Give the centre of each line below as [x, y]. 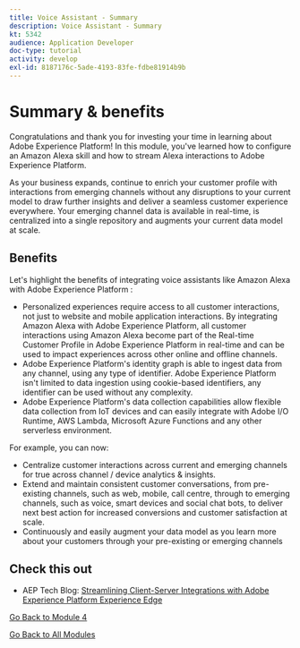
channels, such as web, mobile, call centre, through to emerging [172, 493]
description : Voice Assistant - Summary [86, 26]
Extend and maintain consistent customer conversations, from [137, 483]
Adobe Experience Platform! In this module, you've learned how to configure [150, 146]
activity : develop [43, 59]
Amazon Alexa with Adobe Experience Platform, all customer [134, 325]
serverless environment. [67, 430]
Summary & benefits [87, 112]
